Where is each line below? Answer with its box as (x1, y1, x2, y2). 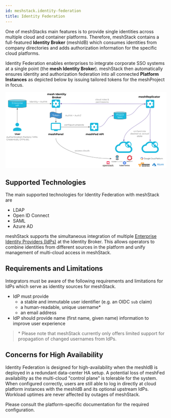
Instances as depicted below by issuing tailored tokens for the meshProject (5, 76, 165, 82)
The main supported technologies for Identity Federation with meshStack (5, 192, 160, 198)
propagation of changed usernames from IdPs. (17, 336, 117, 342)
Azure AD (12, 223, 33, 230)
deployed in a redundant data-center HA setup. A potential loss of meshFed (5, 369, 165, 376)
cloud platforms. (5, 50, 40, 56)
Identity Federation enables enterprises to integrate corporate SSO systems (5, 60, 165, 66)
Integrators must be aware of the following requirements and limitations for (5, 278, 163, 284)
